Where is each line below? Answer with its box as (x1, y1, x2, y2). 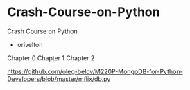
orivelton (17, 40, 43, 48)
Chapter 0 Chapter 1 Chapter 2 (7, 53, 95, 62)
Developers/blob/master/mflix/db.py (7, 74, 111, 83)
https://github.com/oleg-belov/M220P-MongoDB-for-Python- (7, 67, 183, 75)
